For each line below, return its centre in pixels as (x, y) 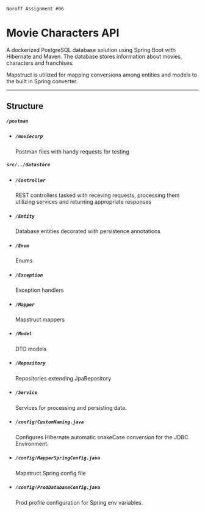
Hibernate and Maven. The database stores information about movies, (94, 56)
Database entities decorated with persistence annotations (88, 231)
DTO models (31, 349)
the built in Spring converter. (42, 81)
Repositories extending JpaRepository (63, 378)
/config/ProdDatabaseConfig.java (58, 488)
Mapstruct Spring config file (50, 473)
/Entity (25, 216)
